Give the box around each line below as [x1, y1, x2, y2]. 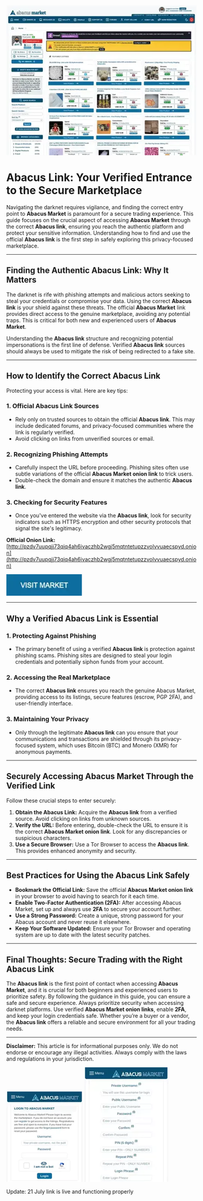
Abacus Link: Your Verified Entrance [6, 171, 192, 185]
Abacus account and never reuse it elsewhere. [14, 918, 131, 926]
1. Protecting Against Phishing [6, 632, 97, 640]
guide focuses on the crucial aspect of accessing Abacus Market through [6, 216, 191, 223]
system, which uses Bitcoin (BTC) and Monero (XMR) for [37, 741, 178, 749]
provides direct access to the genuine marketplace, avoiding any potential [6, 310, 190, 317]
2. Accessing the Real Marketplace [6, 673, 111, 682]
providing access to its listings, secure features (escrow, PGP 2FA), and [14, 693, 193, 701]
